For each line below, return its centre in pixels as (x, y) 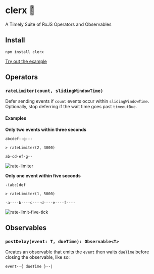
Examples (16, 118)
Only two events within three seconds (46, 129)
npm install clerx (24, 52)
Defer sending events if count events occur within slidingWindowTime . (77, 101)
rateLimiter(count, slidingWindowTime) (54, 91)
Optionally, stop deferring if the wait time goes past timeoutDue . (71, 107)
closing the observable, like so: (38, 257)
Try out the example (26, 61)
